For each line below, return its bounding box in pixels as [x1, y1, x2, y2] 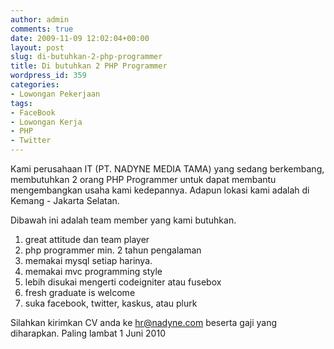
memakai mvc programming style [24, 266, 163, 277]
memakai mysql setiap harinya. [24, 255, 153, 266]
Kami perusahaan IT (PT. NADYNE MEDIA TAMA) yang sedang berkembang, [10, 163, 325, 175]
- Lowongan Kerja [10, 117, 83, 127]
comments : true [10, 24, 74, 34]
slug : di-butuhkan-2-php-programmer [10, 52, 163, 62]
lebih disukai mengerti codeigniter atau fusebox [24, 276, 222, 288]
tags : [10, 98, 33, 108]
